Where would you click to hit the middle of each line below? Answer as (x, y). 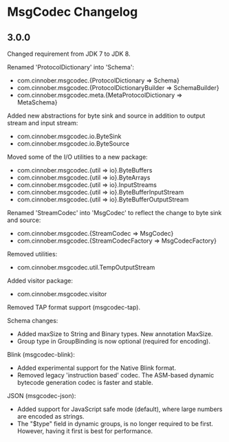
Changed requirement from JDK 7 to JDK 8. (69, 54)
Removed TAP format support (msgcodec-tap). (74, 307)
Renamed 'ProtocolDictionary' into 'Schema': (71, 67)
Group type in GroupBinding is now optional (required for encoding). (114, 341)
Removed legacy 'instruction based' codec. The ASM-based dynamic (116, 375)
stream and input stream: (43, 123)
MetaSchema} (37, 102)
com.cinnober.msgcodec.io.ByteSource (73, 144)
